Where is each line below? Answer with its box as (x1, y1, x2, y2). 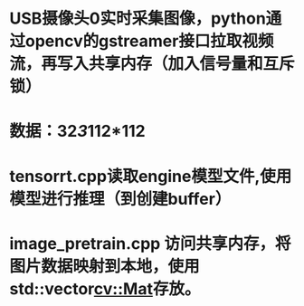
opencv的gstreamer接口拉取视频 (25, 31, 274, 52)
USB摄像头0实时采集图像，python (9, 8, 267, 29)
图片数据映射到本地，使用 (9, 255, 201, 276)
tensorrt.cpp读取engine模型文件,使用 (9, 166, 292, 186)
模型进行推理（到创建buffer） (9, 188, 232, 209)
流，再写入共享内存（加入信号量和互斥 (9, 53, 296, 74)
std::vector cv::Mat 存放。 (9, 278, 201, 299)
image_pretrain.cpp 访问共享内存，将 (9, 233, 291, 253)
